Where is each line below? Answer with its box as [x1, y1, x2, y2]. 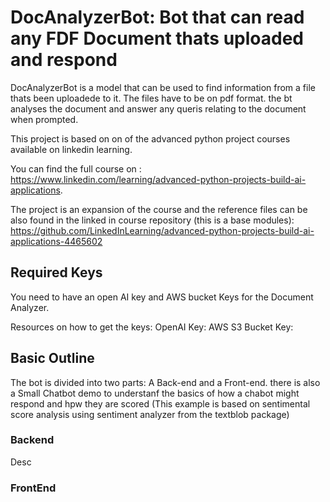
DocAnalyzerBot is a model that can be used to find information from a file [10, 81, 316, 93]
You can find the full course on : [10, 162, 142, 175]
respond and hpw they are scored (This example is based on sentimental [10, 397, 311, 410]
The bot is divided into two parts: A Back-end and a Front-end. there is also [10, 376, 321, 388]
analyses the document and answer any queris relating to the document [10, 102, 307, 115]
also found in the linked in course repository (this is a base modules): [10, 214, 295, 226]
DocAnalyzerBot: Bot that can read [10, 6, 305, 29]
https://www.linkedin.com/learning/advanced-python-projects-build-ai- [10, 173, 307, 185]
